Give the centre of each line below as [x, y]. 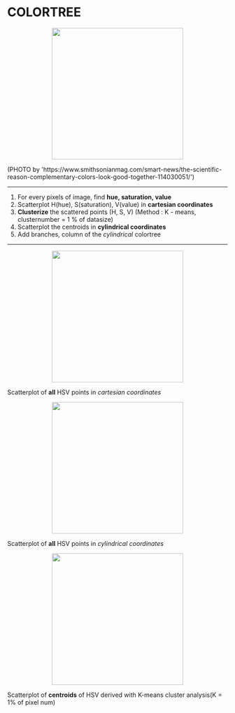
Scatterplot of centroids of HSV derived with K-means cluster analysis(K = [115, 695]
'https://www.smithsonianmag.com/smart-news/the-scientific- [132, 169]
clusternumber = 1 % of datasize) [65, 219]
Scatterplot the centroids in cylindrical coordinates [92, 227]
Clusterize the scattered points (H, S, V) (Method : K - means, [107, 212]
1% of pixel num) [31, 702]
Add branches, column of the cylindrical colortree [89, 234]
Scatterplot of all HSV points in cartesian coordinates [84, 392]
